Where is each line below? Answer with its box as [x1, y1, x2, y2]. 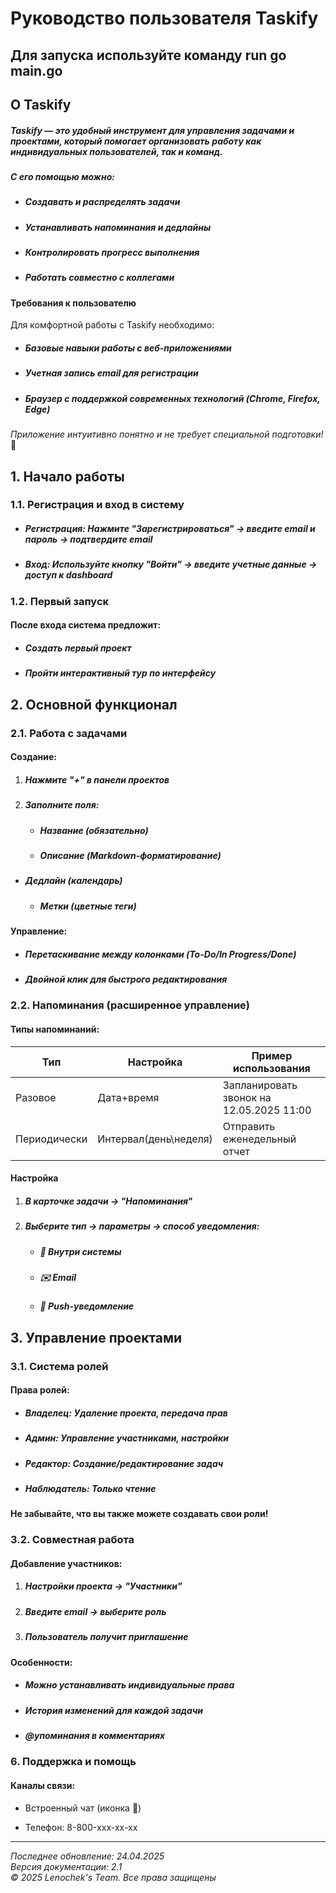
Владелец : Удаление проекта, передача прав [24, 1407, 228, 1419]
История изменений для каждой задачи [24, 1704, 204, 1716]
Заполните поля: [24, 799, 100, 811]
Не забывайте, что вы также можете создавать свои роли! [10, 1508, 269, 1520]
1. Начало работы [10, 468, 125, 485]
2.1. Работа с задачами [10, 726, 128, 740]
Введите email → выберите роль [24, 1605, 167, 1617]
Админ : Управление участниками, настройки [24, 1432, 229, 1444]
